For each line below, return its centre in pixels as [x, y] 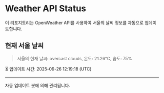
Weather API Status [46, 9]
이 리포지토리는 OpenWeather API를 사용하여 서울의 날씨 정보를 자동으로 [74, 23]
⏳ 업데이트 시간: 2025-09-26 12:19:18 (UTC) [48, 69]
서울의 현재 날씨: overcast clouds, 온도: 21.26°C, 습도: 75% [74, 58]
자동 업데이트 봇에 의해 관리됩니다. [38, 85]
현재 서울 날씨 [24, 46]
